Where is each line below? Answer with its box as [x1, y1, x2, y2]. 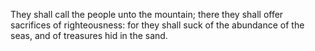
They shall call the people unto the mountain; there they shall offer [10, 9, 284, 20]
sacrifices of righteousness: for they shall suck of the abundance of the [10, 19, 305, 31]
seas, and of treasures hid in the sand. [10, 30, 168, 41]
